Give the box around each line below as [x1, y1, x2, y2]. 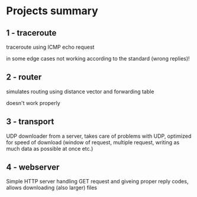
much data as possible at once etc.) [6, 145, 93, 152]
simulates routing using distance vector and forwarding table [6, 88, 154, 95]
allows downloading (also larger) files [6, 184, 98, 191]
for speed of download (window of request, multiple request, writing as [6, 138, 180, 146]
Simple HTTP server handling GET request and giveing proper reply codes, [6, 178, 189, 185]
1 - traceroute [6, 28, 57, 38]
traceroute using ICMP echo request [6, 43, 95, 50]
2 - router [6, 72, 42, 82]
